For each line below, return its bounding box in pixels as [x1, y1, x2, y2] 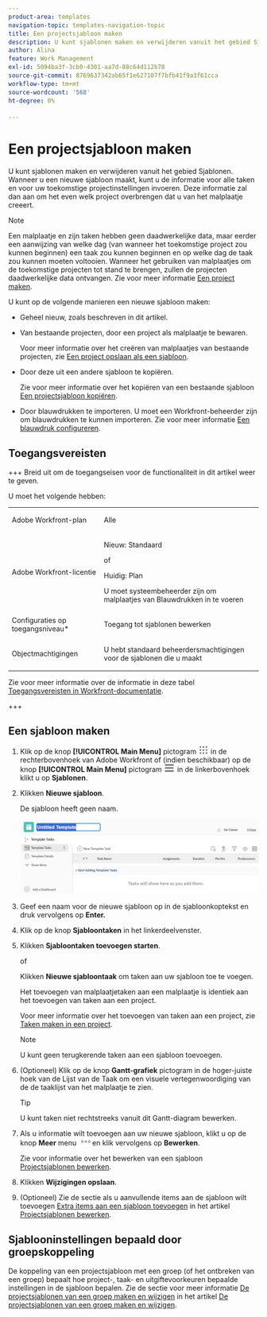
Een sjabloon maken [8, 724, 110, 738]
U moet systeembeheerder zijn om [103, 587, 217, 595]
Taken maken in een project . [19, 1020, 113, 1029]
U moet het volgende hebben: [8, 491, 106, 501]
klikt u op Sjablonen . [19, 773, 88, 782]
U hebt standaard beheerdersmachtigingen [103, 645, 245, 654]
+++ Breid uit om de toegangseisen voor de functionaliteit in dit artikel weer [8, 467, 256, 477]
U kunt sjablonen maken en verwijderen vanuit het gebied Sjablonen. [8, 167, 234, 176]
